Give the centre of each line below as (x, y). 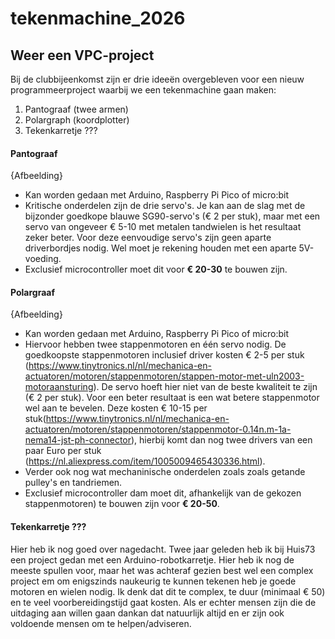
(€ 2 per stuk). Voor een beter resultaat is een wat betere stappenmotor (172, 398)
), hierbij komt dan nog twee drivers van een (222, 440)
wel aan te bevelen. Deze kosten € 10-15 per (116, 408)
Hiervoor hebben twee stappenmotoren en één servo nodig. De (155, 344)
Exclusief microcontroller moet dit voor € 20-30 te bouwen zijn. (156, 269)
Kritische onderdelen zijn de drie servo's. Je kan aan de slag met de (165, 206)
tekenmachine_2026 (98, 18)
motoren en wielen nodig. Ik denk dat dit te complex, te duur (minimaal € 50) (168, 591)
